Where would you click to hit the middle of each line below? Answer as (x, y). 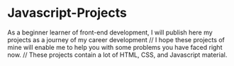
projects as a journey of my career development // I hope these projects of (116, 39)
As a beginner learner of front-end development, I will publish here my (110, 32)
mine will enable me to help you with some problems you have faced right (115, 47)
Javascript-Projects (67, 13)
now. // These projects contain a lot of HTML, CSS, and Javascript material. (117, 55)
